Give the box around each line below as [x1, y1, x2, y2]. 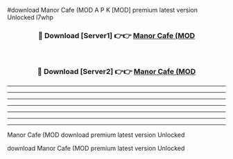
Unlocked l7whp [7, 13, 54, 21]
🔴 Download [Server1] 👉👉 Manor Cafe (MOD [37, 30, 196, 40]
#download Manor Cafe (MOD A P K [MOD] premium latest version [7, 6, 198, 14]
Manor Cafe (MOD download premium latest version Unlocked [7, 131, 185, 139]
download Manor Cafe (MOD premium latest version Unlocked [7, 144, 185, 152]
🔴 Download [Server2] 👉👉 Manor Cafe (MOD [37, 67, 196, 77]
